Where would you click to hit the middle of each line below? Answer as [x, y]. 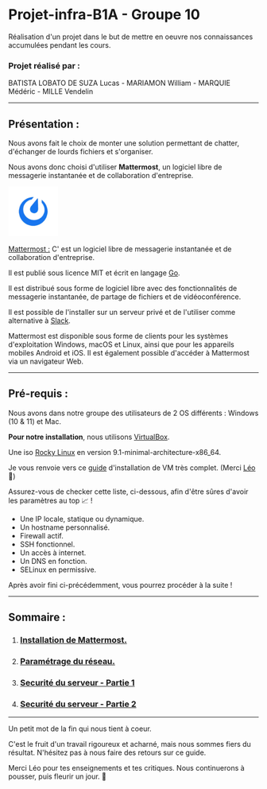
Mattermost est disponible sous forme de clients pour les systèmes [118, 336]
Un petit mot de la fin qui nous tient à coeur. [80, 729]
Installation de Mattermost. [73, 640]
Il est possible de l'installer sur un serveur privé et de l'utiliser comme [122, 313]
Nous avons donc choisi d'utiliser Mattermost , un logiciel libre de [115, 167]
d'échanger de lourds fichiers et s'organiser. [81, 152]
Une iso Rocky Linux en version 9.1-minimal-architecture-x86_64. [115, 452]
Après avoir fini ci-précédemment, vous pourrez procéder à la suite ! [120, 585]
